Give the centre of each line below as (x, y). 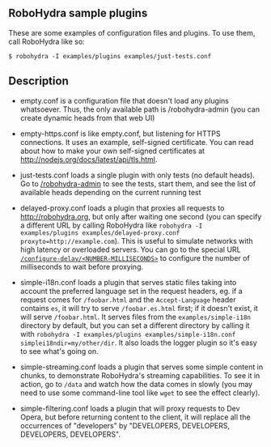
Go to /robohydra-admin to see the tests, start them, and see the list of (138, 183)
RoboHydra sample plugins (78, 13)
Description (38, 81)
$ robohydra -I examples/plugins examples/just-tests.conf (110, 56)
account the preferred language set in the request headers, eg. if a (131, 291)
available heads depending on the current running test (110, 192)
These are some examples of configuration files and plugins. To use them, (132, 32)
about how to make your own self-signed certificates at (112, 151)
